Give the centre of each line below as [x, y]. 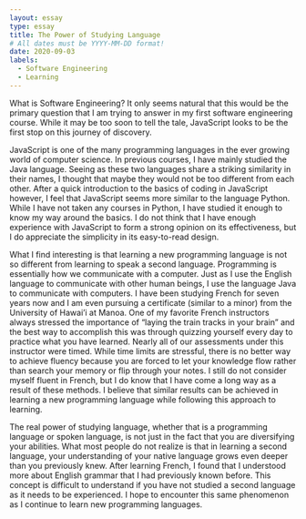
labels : [24, 60]
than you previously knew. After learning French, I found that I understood [148, 465]
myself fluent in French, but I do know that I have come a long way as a [143, 380]
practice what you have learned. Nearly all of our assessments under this [147, 341]
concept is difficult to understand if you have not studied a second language [153, 484]
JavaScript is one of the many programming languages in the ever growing [149, 149]
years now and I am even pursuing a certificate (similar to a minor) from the [151, 302]
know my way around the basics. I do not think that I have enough [133, 217]
